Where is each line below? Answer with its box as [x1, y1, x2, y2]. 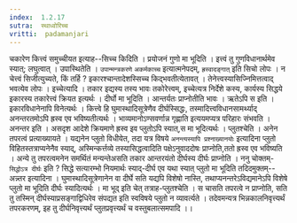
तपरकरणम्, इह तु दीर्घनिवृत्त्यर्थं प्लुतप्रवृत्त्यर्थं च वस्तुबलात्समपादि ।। [9, 203, 193, 213]
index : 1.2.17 [9, 12, 66, 22]
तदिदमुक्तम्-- [238, 163, 276, 173]
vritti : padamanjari [9, 29, 90, 38]
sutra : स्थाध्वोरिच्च [9, 21, 68, 30]
